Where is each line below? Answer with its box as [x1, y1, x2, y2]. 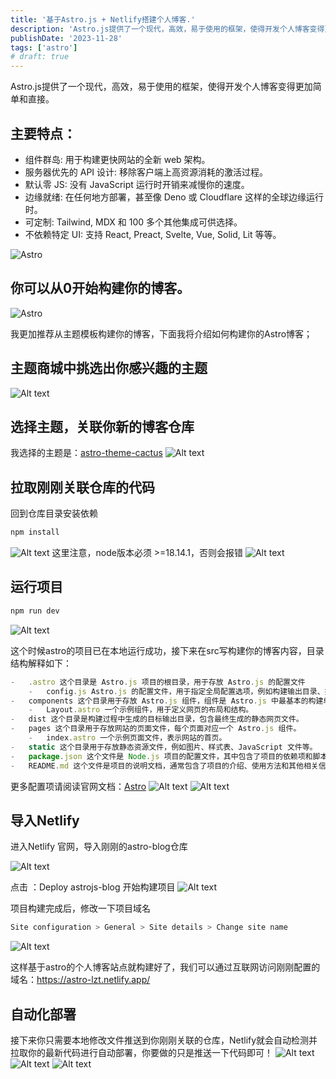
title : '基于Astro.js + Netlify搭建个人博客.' [10, 14, 196, 25]
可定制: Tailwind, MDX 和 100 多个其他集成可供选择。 [24, 216, 243, 228]
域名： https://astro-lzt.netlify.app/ [10, 974, 151, 986]
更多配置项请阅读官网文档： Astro [10, 780, 147, 792]
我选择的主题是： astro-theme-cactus [10, 447, 163, 459]
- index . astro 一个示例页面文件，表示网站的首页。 [28, 733, 227, 743]
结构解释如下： [10, 657, 72, 669]
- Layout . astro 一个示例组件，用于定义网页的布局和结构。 [28, 705, 254, 715]
